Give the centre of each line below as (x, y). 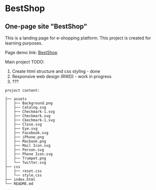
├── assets (16, 99)
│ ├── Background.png (29, 103)
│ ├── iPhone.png (25, 137)
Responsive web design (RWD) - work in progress (62, 76)
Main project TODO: (25, 62)
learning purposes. (24, 43)
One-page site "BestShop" (46, 26)
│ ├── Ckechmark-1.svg (30, 120)
